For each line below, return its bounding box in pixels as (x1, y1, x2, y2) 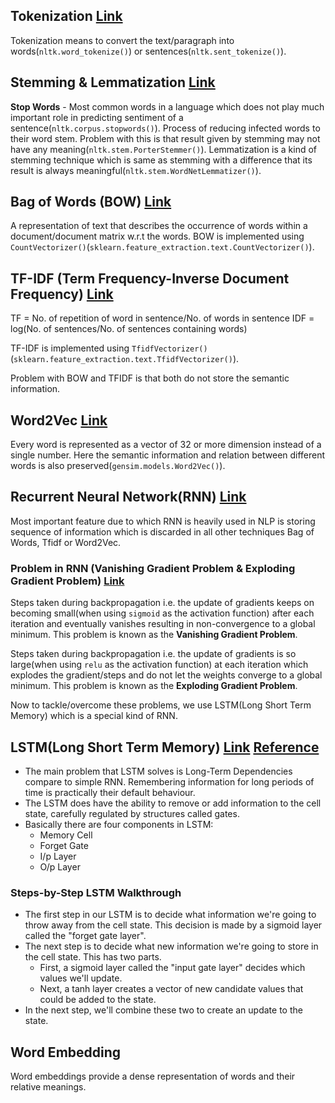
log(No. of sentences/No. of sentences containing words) (10, 323, 248, 335)
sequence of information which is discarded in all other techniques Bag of (10, 525, 315, 538)
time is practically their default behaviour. (24, 786, 196, 798)
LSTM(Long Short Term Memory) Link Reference (10, 739, 320, 756)
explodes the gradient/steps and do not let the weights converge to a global (10, 669, 323, 681)
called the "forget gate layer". (24, 930, 147, 942)
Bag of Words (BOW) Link (10, 194, 172, 211)
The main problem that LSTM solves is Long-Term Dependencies (24, 765, 293, 777)
